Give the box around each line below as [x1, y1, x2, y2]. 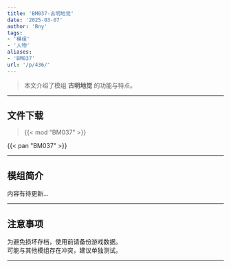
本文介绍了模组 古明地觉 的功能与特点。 [23, 81, 136, 90]
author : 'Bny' [7, 23, 48, 30]
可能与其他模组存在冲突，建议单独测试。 [7, 246, 122, 255]
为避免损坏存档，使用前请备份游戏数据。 [7, 238, 122, 246]
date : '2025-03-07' [7, 17, 63, 23]
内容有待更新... [7, 189, 49, 198]
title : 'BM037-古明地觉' [7, 10, 74, 17]
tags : [7, 29, 23, 37]
